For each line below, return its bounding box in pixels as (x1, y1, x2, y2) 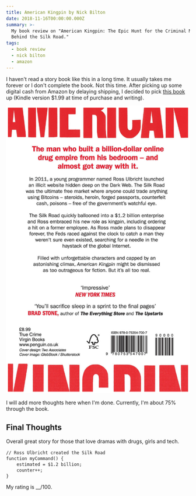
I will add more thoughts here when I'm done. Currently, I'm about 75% (6, 399, 176, 406)
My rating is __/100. (6, 483, 52, 490)
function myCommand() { (6, 456, 64, 462)
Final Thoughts (6, 422, 62, 432)
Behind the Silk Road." (11, 34, 69, 40)
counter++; (16, 467, 43, 473)
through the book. (6, 405, 50, 412)
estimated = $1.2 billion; (16, 462, 82, 467)
